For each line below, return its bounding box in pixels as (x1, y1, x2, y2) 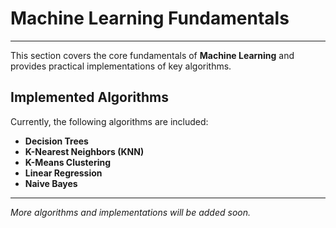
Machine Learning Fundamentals (10, 7, 290, 30)
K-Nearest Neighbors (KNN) (24, 145, 145, 157)
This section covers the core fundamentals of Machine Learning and (10, 49, 295, 61)
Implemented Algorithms (10, 89, 170, 106)
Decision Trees (24, 135, 89, 147)
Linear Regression (24, 167, 103, 179)
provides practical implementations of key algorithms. (10, 60, 232, 72)
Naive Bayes (24, 177, 78, 189)
